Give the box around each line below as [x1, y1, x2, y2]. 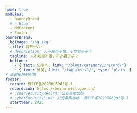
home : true [5, 7, 28, 12]
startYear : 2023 [10, 100, 44, 105]
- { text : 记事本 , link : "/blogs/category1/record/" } [14, 63, 127, 68]
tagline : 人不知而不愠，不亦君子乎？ [10, 53, 79, 59]
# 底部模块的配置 [5, 72, 36, 77]
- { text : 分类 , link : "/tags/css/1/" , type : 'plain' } [14, 68, 132, 73]
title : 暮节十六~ [10, 44, 43, 49]
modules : [5, 12, 24, 17]
